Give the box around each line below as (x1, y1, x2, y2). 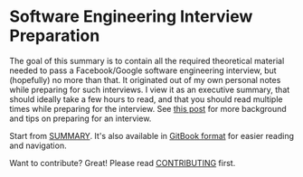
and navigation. (9, 140, 67, 151)
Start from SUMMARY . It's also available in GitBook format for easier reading (9, 130, 295, 141)
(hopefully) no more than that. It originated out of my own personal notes (9, 74, 281, 85)
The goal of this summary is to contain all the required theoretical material (9, 55, 285, 66)
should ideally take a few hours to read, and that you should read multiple (9, 93, 283, 105)
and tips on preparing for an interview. (9, 113, 152, 124)
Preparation (9, 25, 100, 46)
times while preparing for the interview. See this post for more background (9, 103, 287, 114)
